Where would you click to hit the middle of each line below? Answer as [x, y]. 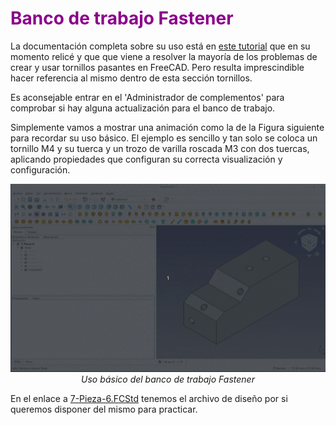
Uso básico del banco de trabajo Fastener [168, 379]
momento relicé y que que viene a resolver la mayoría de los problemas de [164, 56]
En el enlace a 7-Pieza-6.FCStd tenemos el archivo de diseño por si [149, 399]
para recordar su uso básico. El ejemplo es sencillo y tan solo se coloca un [164, 138]
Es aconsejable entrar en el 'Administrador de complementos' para [147, 97]
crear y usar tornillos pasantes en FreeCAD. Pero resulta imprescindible [157, 67]
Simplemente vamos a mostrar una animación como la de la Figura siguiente [167, 127]
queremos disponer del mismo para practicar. [104, 409]
